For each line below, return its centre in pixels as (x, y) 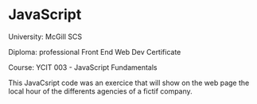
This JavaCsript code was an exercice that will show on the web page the (129, 83)
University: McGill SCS (45, 37)
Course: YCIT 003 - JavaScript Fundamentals (83, 67)
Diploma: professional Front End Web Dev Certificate (95, 52)
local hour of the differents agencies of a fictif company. (100, 91)
